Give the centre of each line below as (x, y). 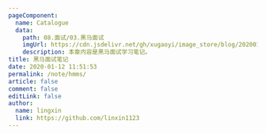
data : (25, 30)
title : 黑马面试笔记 (38, 60)
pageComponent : (33, 15)
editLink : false (35, 96)
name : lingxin (38, 111)
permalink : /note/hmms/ (47, 74)
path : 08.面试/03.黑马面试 (63, 37)
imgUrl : (35, 45)
